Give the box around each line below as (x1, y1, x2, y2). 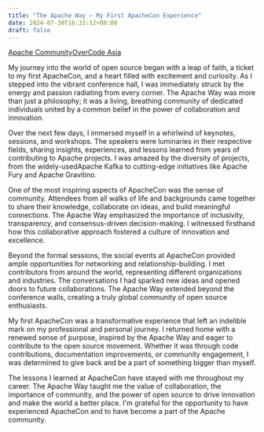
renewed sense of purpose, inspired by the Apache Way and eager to (8, 333, 233, 342)
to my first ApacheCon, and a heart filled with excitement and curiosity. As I (8, 72, 253, 81)
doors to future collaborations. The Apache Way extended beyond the (8, 284, 235, 294)
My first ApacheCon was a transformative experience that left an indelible (8, 316, 247, 326)
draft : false (8, 26, 51, 34)
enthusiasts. (8, 301, 48, 311)
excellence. (8, 235, 46, 245)
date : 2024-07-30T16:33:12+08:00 (8, 19, 118, 27)
